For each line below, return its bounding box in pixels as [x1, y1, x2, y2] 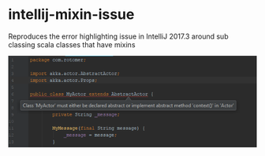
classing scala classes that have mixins [8, 39, 136, 49]
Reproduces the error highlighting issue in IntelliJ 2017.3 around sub [8, 32, 229, 41]
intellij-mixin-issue [8, 6, 135, 24]
